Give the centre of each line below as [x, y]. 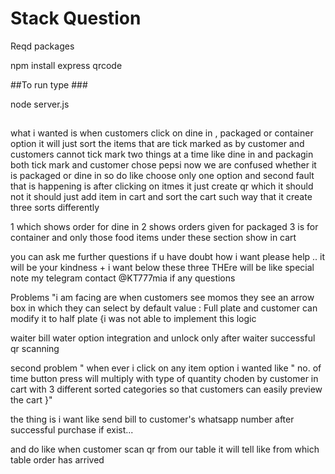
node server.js [40, 104]
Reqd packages [42, 46]
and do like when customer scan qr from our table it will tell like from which [165, 449]
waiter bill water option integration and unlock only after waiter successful [163, 338]
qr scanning [35, 349]
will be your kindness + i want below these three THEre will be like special [162, 268]
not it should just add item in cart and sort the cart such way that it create [161, 197]
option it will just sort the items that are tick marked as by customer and [157, 144]
